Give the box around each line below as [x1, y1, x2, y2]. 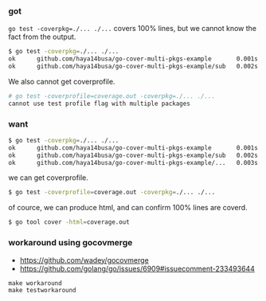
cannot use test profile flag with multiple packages [8, 100, 191, 107]
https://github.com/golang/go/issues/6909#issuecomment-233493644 [19, 264, 255, 273]
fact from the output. [8, 32, 76, 41]
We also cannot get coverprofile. [8, 76, 115, 86]
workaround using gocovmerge [8, 237, 133, 248]
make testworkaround [8, 286, 77, 294]
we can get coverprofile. [8, 173, 89, 182]
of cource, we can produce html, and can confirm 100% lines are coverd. [8, 203, 248, 213]
